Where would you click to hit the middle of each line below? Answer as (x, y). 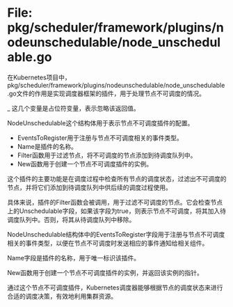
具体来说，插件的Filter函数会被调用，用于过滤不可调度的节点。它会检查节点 (115, 202)
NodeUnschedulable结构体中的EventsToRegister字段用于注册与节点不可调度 (116, 234)
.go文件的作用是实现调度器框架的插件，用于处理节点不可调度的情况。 (106, 93)
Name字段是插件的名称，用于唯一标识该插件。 (74, 258)
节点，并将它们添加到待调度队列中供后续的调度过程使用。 (89, 187)
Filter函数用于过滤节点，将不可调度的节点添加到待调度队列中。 (107, 155)
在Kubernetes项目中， (39, 77)
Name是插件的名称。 (47, 146)
